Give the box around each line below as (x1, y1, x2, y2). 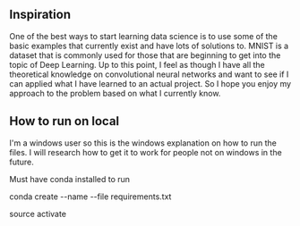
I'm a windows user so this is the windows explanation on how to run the (9, 138, 278, 148)
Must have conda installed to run (9, 173, 131, 184)
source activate (9, 208, 67, 219)
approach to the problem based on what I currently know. (9, 88, 221, 98)
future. (9, 156, 34, 167)
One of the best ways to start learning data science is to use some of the (9, 30, 278, 41)
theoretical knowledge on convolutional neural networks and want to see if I (9, 69, 289, 80)
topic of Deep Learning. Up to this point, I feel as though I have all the (9, 59, 266, 70)
